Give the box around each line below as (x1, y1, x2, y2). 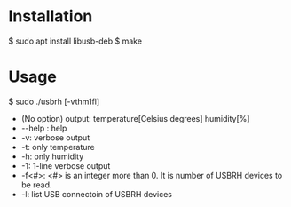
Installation (8, 6, 93, 27)
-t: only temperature (20, 141, 95, 152)
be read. (20, 179, 52, 190)
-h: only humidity (20, 151, 84, 162)
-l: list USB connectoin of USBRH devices (20, 188, 173, 199)
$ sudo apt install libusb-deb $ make (8, 36, 143, 46)
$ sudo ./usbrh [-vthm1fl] (8, 96, 100, 107)
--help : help (20, 123, 67, 133)
